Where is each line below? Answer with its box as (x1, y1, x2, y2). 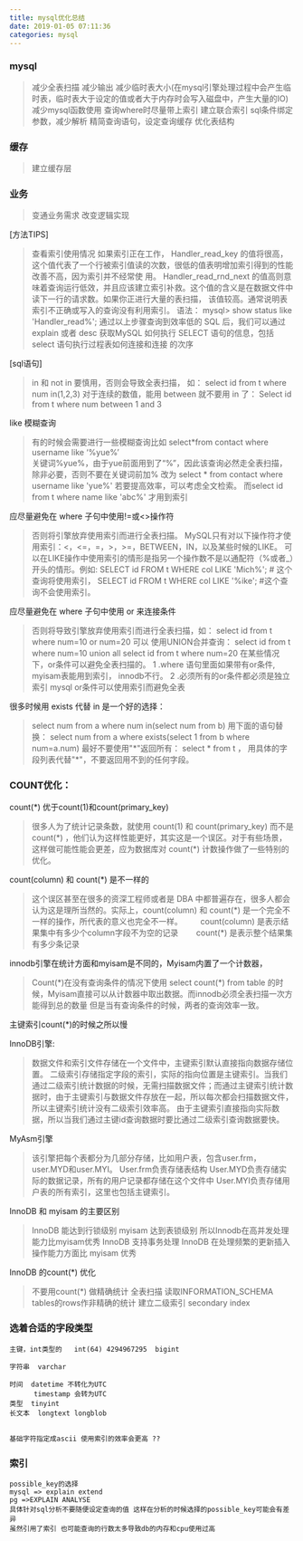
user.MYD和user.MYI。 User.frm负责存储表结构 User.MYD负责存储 (31, 1163, 279, 1174)
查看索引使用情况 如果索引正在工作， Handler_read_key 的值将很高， (31, 248, 289, 259)
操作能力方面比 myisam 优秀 (31, 1247, 137, 1259)
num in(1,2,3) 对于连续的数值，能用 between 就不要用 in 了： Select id (31, 388, 292, 399)
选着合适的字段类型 (9, 1322, 93, 1335)
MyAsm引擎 (9, 1133, 53, 1144)
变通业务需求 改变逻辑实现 (31, 210, 129, 221)
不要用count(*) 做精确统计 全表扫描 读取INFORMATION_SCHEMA (31, 1286, 274, 1297)
